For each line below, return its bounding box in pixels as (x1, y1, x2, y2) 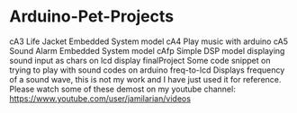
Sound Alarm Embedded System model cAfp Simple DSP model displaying (9, 45, 285, 56)
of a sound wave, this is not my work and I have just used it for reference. (9, 74, 282, 84)
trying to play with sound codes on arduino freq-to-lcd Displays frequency (9, 65, 285, 75)
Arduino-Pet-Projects (9, 6, 174, 27)
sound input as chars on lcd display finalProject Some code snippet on (9, 55, 271, 65)
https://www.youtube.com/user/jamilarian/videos (9, 92, 192, 104)
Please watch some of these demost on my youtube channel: (9, 83, 236, 94)
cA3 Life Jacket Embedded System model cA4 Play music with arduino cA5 (9, 36, 288, 47)
